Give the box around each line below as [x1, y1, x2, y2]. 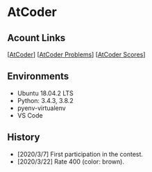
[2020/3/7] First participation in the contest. [17, 150, 144, 158]
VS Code [17, 111, 43, 119]
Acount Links [7, 32, 66, 44]
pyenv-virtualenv [17, 104, 66, 112]
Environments [7, 70, 69, 82]
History [7, 132, 40, 143]
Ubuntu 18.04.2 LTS [17, 88, 74, 97]
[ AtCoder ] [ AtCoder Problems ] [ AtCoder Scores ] [7, 50, 146, 58]
